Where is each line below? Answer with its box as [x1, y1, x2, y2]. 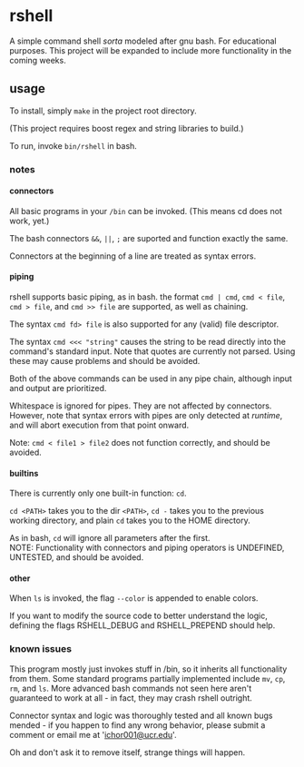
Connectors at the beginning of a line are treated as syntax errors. [9, 251, 257, 261]
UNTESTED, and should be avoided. [9, 552, 144, 563]
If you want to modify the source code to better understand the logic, [9, 610, 268, 622]
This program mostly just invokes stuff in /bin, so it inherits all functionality [9, 664, 288, 674]
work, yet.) [9, 215, 50, 226]
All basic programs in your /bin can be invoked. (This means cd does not [9, 205, 283, 216]
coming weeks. [9, 54, 66, 65]
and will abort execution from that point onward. [9, 419, 190, 431]
